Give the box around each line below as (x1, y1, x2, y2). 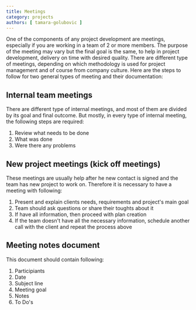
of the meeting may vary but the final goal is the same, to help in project (6, 48, 180, 55)
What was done (14, 136, 53, 143)
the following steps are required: (6, 118, 84, 125)
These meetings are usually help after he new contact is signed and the (6, 174, 178, 181)
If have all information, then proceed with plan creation (14, 211, 147, 218)
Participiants (14, 267, 45, 274)
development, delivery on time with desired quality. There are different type (6, 54, 188, 62)
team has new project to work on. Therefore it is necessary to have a (6, 181, 172, 188)
